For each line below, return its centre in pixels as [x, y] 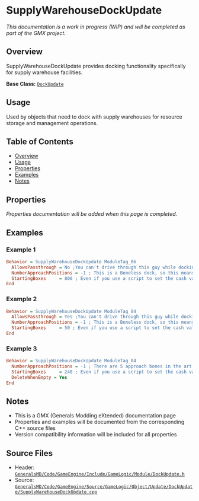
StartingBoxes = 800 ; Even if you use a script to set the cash [99, 278]
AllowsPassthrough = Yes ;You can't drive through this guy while [95, 317]
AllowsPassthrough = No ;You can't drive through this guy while [94, 267]
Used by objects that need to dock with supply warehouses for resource [94, 117]
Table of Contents [40, 141]
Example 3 [22, 349]
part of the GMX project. [36, 33]
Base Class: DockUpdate [35, 84]
